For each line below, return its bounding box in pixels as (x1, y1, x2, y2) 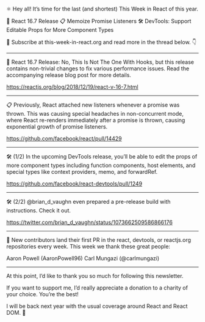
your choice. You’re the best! (6, 291, 79, 298)
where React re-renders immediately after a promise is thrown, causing (6, 116, 185, 124)
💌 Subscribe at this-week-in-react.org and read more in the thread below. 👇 (6, 39, 197, 45)
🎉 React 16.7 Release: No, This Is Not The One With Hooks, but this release (6, 58, 194, 66)
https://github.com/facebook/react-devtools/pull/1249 (6, 180, 142, 187)
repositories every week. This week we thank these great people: (6, 243, 171, 250)
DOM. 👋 (6, 309, 26, 316)
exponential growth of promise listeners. (6, 123, 108, 130)
